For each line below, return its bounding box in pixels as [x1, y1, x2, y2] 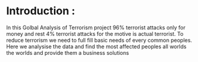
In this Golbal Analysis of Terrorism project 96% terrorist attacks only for [6, 24, 186, 31]
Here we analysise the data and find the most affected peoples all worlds [6, 43, 187, 50]
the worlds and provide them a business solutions [6, 49, 129, 56]
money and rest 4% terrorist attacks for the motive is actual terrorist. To [6, 30, 184, 37]
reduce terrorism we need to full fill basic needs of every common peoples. [6, 36, 193, 44]
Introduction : [6, 4, 76, 18]
